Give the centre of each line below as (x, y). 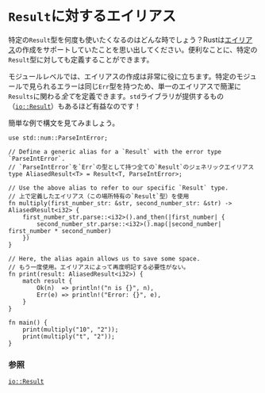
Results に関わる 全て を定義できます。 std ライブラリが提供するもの (116, 96)
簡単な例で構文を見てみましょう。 (64, 123)
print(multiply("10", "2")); (71, 330)
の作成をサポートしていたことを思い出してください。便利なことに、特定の (136, 49)
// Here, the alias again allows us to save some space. (104, 258)
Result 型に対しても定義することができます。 (81, 59)
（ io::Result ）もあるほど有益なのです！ (75, 106)
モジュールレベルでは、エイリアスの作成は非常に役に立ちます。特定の (122, 76)
